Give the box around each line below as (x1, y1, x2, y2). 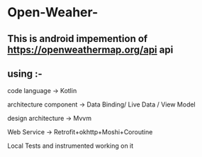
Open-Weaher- (7, 4, 99, 21)
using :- (7, 67, 43, 80)
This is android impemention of (7, 33, 148, 45)
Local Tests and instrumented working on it (7, 141, 134, 150)
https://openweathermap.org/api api (7, 43, 174, 55)
